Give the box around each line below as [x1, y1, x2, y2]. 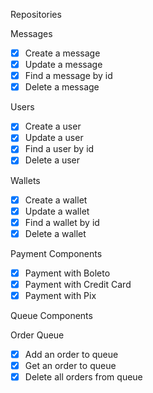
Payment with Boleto [24, 267, 111, 279]
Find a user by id [24, 143, 95, 155]
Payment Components [10, 247, 103, 259]
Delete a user [24, 154, 81, 166]
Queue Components [10, 309, 93, 321]
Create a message [24, 47, 101, 59]
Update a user [24, 132, 84, 144]
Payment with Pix [24, 289, 97, 301]
